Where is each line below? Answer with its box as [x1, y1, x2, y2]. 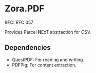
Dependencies [4, 43, 51, 52]
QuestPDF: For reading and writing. [11, 57, 85, 63]
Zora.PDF [4, 3, 45, 14]
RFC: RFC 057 [4, 19, 33, 25]
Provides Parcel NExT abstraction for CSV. [4, 29, 92, 35]
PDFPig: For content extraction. [11, 62, 77, 68]
